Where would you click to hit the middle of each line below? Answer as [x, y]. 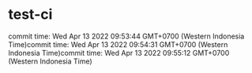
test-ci [30, 15]
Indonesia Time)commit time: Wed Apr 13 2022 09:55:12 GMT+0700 [119, 53]
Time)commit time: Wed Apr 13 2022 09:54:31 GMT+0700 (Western [118, 44]
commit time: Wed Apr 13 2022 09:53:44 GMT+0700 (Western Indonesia [126, 36]
